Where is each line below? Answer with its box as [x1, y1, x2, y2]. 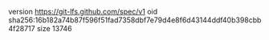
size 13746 [36, 24, 72, 33]
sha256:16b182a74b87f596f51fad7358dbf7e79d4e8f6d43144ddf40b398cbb [8, 15, 262, 25]
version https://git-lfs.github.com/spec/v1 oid [8, 7, 158, 16]
